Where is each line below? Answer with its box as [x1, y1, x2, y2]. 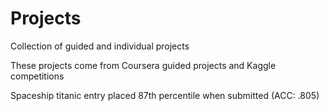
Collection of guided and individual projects [10, 40, 190, 52]
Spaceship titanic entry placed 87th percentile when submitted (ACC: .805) [10, 89, 320, 101]
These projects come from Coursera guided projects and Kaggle [10, 59, 277, 71]
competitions [10, 70, 65, 82]
